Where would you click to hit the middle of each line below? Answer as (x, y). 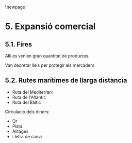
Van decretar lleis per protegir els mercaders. (50, 65)
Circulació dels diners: (27, 112)
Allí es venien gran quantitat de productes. (47, 56)
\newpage (15, 7)
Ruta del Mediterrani (33, 92)
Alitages (20, 131)
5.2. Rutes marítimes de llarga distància (66, 80)
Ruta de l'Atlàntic (29, 97)
